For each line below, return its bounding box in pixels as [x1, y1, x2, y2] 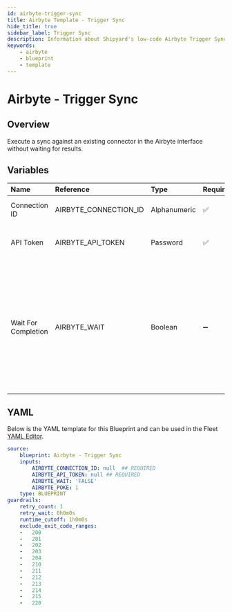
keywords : [7, 42, 36, 49]
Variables [7, 164, 50, 176]
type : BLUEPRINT [19, 490, 67, 497]
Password [151, 238, 183, 247]
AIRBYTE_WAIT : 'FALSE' [32, 477, 97, 484]
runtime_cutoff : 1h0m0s [19, 516, 88, 523]
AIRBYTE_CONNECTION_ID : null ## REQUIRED [32, 464, 156, 472]
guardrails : [7, 497, 41, 504]
